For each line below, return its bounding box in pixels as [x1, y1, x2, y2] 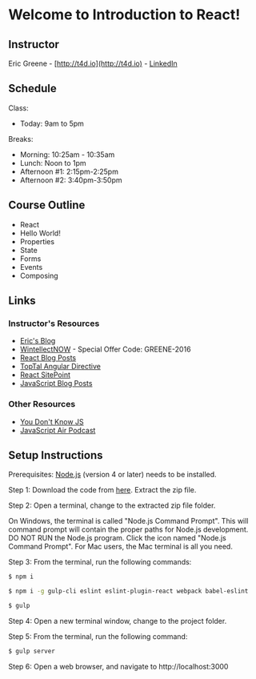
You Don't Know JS [19, 416, 84, 426]
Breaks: [8, 134, 34, 143]
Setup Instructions [8, 448, 103, 462]
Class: [8, 102, 30, 113]
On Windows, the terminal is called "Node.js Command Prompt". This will [8, 516, 249, 526]
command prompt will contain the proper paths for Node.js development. [8, 524, 249, 534]
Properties [19, 236, 54, 246]
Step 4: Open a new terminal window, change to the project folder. [8, 617, 227, 626]
